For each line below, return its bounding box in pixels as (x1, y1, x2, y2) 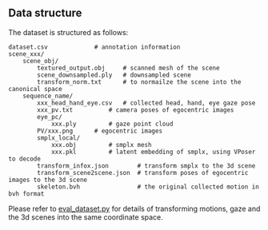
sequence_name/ (22, 92, 74, 100)
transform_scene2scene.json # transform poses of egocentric (37, 169, 249, 176)
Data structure (8, 6, 82, 20)
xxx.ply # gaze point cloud (50, 120, 174, 128)
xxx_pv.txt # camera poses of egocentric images (37, 105, 234, 114)
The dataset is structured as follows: (8, 27, 129, 37)
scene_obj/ (22, 57, 59, 65)
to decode (8, 155, 42, 163)
